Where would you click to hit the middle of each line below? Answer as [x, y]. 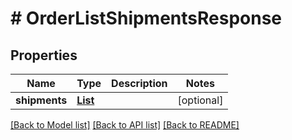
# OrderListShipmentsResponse [146, 18]
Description [139, 83]
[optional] [200, 100]
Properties [44, 55]
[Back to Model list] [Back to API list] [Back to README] [125, 125]
